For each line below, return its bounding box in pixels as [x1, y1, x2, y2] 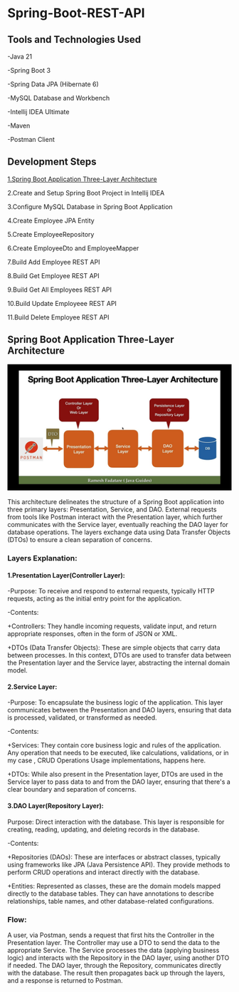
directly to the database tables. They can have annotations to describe [7, 889, 215, 898]
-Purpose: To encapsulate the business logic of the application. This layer [7, 698, 223, 707]
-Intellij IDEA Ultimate [7, 108, 70, 116]
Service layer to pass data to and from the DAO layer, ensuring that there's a [7, 777, 231, 786]
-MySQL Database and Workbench [7, 94, 110, 102]
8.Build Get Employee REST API [7, 271, 100, 280]
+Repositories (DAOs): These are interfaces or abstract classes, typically [7, 852, 221, 861]
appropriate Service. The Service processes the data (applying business [7, 946, 220, 954]
